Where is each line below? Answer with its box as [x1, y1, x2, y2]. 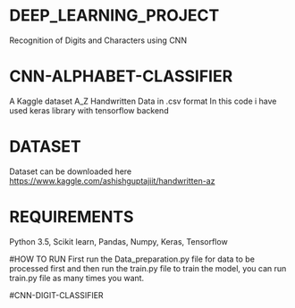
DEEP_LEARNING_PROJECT [9, 5, 220, 26]
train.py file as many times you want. [9, 272, 145, 283]
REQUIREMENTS [9, 207, 134, 227]
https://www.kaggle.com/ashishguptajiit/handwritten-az [9, 175, 215, 186]
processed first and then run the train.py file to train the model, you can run [9, 262, 287, 273]
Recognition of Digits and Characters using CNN [9, 35, 188, 46]
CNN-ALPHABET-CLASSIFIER [9, 66, 233, 87]
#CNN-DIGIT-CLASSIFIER [9, 289, 105, 300]
